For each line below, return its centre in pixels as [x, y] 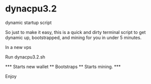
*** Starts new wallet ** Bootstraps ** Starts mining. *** [63, 66]
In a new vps [18, 47]
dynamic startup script [28, 22]
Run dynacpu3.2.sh [25, 57]
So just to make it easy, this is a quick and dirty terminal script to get [75, 32]
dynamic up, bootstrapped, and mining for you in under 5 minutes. [73, 37]
